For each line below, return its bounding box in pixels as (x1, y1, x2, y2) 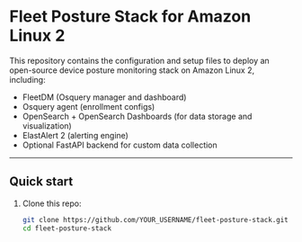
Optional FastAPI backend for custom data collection (22, 139, 218, 150)
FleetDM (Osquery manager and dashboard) (22, 92, 187, 103)
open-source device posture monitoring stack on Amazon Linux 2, (9, 65, 255, 76)
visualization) (22, 120, 72, 131)
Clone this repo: (22, 198, 82, 209)
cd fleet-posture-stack (22, 223, 112, 233)
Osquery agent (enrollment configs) (22, 101, 155, 112)
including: (9, 74, 47, 85)
